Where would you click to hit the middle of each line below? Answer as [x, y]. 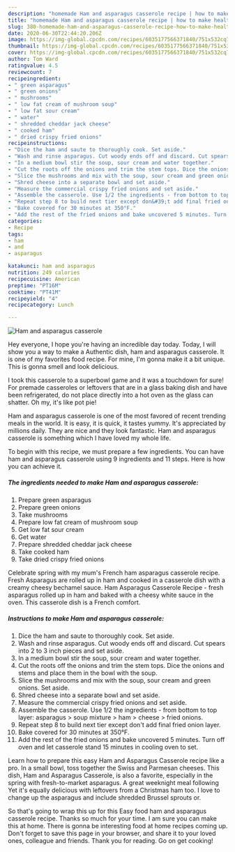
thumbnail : [24, 46]
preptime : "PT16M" [35, 286]
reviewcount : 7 [30, 72]
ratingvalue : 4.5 [33, 66]
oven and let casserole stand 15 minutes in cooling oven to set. [108, 747]
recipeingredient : [35, 78]
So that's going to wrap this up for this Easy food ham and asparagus [107, 811]
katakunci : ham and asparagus [52, 266]
